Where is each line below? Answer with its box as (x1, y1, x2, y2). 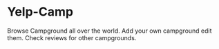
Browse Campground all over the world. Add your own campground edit (7, 27, 212, 35)
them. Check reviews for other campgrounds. (7, 33, 137, 42)
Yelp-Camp (7, 4, 74, 20)
